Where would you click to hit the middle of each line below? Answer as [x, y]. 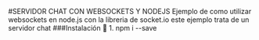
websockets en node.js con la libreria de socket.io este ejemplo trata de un [129, 20]
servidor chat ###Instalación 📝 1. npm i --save [83, 28]
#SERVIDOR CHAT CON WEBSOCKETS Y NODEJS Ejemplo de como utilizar [130, 11]
